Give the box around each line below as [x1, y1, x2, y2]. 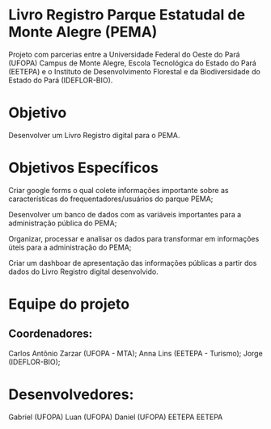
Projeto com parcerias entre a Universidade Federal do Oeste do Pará [8, 49, 240, 59]
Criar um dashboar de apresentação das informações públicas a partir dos [8, 258, 257, 267]
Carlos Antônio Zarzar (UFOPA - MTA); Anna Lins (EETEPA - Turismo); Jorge [8, 348, 263, 358]
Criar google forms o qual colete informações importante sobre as [8, 185, 229, 195]
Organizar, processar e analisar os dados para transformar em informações [8, 233, 260, 243]
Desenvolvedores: [8, 385, 134, 403]
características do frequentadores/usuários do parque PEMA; [8, 194, 214, 204]
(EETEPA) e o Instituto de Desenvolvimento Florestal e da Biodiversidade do [8, 66, 260, 76]
